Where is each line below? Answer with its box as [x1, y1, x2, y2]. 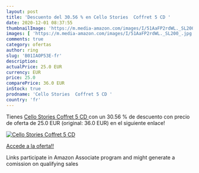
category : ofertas [6, 42, 52, 48]
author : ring [6, 47, 38, 53]
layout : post [6, 8, 38, 15]
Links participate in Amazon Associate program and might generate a [6, 153, 175, 161]
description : [6, 58, 38, 64]
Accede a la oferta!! [6, 142, 54, 149]
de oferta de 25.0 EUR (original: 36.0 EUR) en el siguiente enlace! [6, 119, 165, 126]
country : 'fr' [6, 97, 41, 102]
